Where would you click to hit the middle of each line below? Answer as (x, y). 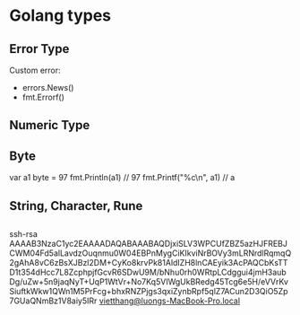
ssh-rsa (24, 233)
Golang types (60, 16)
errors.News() (48, 87)
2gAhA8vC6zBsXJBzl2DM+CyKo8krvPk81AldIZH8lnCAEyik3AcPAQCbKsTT (149, 262)
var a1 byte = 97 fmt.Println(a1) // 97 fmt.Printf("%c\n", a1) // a (122, 178)
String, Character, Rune (76, 206)
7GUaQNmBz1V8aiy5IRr (53, 301)
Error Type (39, 49)
